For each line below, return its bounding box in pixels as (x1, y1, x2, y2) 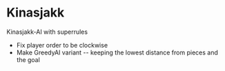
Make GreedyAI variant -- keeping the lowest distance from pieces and (16, 48, 219, 57)
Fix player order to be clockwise (16, 41, 108, 49)
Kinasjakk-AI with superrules (6, 28, 88, 36)
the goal (16, 55, 41, 63)
